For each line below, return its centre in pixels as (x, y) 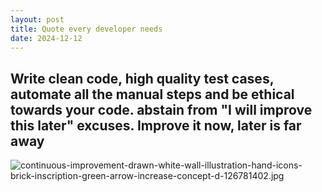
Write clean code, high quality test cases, (142, 78)
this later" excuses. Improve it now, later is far (156, 125)
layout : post (37, 19)
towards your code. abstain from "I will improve (161, 109)
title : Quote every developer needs (86, 29)
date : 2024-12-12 (46, 38)
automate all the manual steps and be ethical (152, 94)
